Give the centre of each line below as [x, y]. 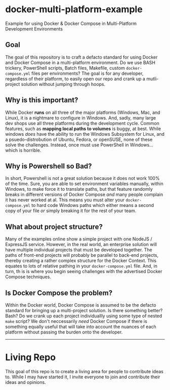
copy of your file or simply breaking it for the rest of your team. [71, 211]
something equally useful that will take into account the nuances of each [81, 327]
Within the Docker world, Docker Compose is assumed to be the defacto [81, 305]
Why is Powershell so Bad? [49, 166]
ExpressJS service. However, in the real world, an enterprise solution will [81, 245]
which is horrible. [23, 150]
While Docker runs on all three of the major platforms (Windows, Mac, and [83, 112]
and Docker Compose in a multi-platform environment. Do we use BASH [80, 63]
